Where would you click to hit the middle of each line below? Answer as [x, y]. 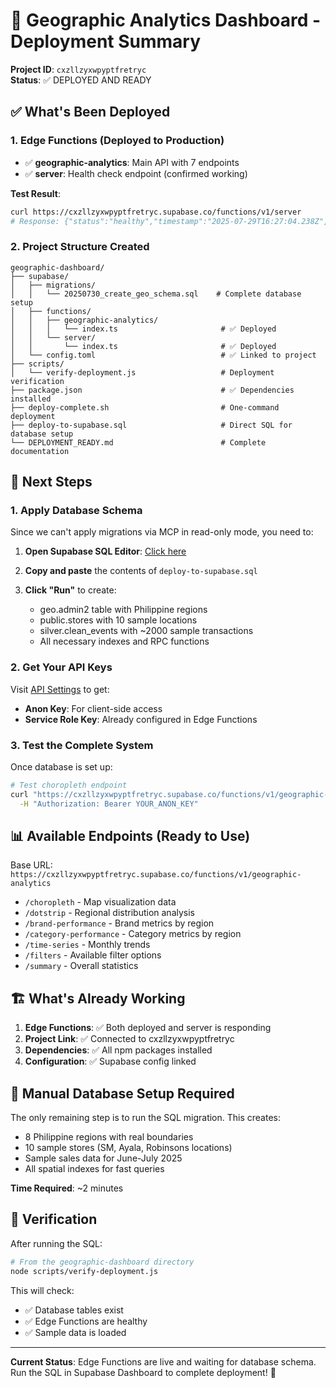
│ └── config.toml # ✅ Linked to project [163, 355]
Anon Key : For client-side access [93, 708]
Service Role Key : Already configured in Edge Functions [141, 719]
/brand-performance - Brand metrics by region [119, 923]
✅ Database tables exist [74, 1310]
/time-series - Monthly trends [87, 945]
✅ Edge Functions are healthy [86, 1321]
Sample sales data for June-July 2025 [103, 1158]
